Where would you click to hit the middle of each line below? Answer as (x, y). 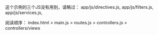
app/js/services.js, (24, 13)
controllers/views (23, 28)
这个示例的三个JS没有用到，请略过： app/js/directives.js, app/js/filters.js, (79, 7)
